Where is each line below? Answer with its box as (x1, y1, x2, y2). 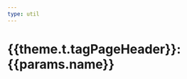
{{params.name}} (7, 56, 115, 72)
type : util (7, 10, 40, 18)
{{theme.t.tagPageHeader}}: (7, 41, 181, 57)
